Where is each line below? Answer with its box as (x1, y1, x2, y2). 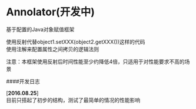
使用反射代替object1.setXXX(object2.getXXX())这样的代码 (6, 38, 145, 45)
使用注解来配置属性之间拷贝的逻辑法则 (6, 45, 99, 53)
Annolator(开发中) (6, 5, 95, 19)
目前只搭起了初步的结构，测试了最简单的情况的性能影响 (6, 96, 140, 103)
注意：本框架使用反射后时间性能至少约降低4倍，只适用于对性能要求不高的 (6, 58, 185, 65)
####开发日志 (6, 77, 40, 85)
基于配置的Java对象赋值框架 (6, 26, 75, 33)
